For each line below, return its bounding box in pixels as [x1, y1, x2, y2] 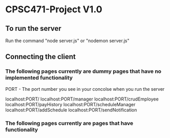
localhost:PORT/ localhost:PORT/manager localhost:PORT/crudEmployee [5, 96, 159, 102]
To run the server [5, 24, 61, 33]
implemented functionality [5, 74, 73, 82]
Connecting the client [5, 52, 76, 61]
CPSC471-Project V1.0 [5, 4, 102, 15]
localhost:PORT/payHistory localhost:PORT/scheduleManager [5, 101, 136, 107]
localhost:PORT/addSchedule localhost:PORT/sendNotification [5, 107, 137, 113]
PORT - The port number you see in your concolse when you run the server [5, 86, 165, 92]
